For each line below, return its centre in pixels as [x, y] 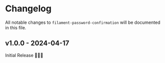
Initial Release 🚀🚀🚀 [24, 55]
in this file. [16, 27]
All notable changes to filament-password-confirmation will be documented [83, 22]
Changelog [28, 9]
